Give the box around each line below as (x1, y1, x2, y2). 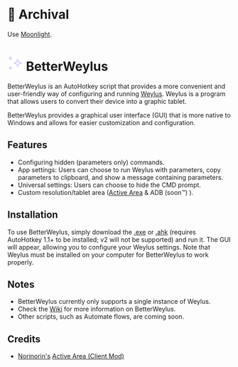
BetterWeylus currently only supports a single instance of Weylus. (17, 297, 211, 306)
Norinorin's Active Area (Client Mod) (17, 352, 124, 361)
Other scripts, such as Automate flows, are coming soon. (17, 312, 185, 321)
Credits (7, 333, 41, 345)
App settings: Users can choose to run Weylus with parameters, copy (17, 165, 222, 174)
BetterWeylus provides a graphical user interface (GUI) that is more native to (7, 110, 231, 119)
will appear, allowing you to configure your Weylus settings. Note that (7, 243, 211, 251)
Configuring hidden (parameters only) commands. (17, 158, 165, 166)
